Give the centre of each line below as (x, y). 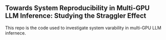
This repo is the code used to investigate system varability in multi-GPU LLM (83, 28)
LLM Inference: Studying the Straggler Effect (76, 16)
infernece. (16, 33)
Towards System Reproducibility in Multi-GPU (78, 8)
